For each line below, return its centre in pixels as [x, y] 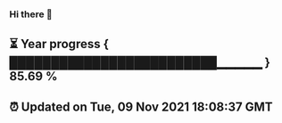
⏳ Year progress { [59, 44]
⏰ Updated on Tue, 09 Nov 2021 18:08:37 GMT [141, 107]
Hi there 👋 [31, 14]
